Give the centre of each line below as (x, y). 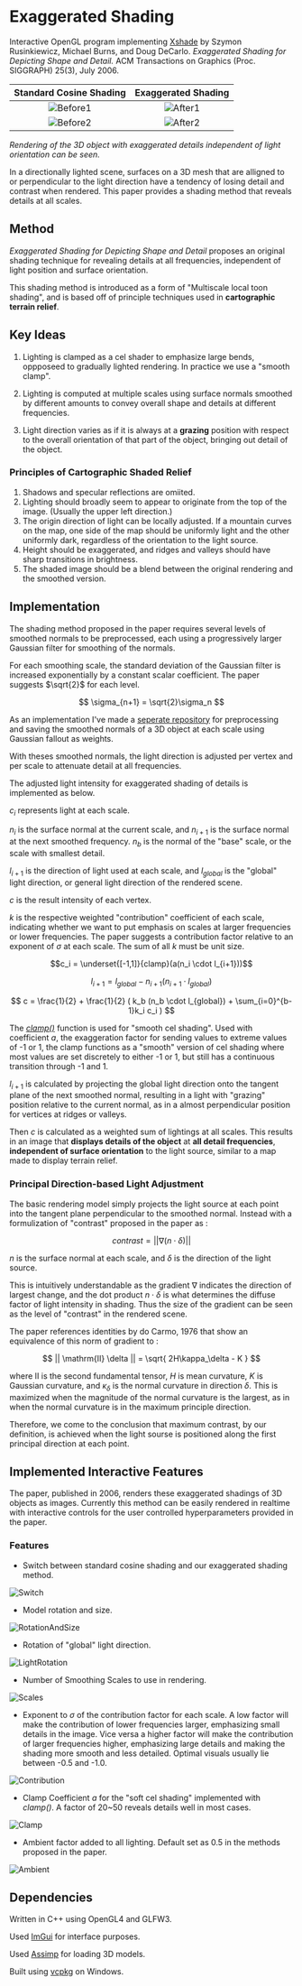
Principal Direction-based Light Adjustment (107, 1184)
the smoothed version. (64, 578)
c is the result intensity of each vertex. (80, 900)
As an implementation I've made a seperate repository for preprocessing (144, 719)
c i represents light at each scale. (70, 811)
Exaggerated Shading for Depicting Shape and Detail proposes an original (147, 251)
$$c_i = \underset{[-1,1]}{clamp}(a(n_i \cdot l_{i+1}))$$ (151, 964)
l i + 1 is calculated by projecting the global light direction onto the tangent (144, 1085)
